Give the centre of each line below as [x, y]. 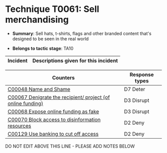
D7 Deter [135, 89]
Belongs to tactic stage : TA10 [43, 48]
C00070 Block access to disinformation [54, 119]
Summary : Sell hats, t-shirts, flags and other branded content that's [82, 33]
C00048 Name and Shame [39, 89]
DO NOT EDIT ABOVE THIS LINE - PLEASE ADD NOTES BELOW [70, 146]
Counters [63, 77]
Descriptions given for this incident [75, 61]
